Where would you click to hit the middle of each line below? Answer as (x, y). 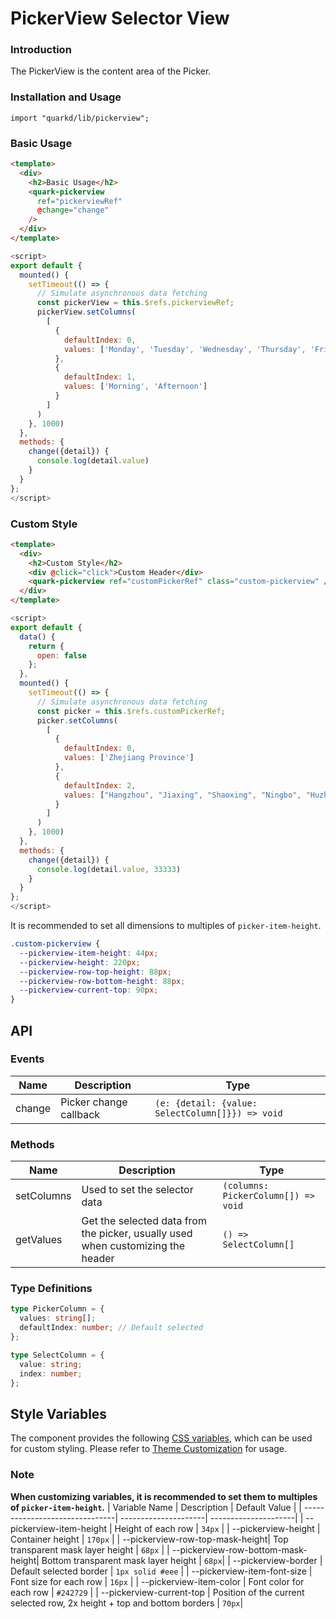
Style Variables (59, 1413)
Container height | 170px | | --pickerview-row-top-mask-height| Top (149, 1539)
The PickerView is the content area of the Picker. (111, 71)
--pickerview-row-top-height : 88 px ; (95, 972)
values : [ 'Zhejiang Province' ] (129, 758)
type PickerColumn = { (57, 1309)
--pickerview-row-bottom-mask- (239, 1549)
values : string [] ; (58, 1318)
